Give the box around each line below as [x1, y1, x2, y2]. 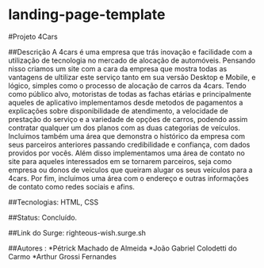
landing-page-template [8, 6, 166, 24]
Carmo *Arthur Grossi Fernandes [8, 251, 117, 261]
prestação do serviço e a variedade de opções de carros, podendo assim [8, 114, 248, 124]
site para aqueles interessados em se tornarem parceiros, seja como [8, 156, 232, 166]
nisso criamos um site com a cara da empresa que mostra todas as [8, 63, 228, 73]
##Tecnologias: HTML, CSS [8, 197, 99, 207]
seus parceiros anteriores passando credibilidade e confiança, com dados [8, 140, 251, 149]
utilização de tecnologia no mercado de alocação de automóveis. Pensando [8, 56, 256, 65]
